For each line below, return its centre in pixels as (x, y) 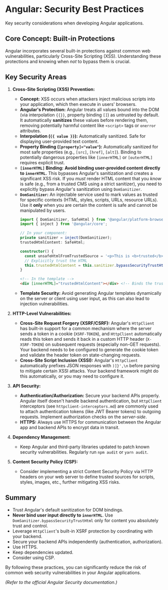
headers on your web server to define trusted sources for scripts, (87, 477)
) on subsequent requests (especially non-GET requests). (101, 344)
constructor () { (37, 251)
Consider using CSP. (33, 558)
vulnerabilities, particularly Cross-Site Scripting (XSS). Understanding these (83, 56)
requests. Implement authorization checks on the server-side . (83, 417)
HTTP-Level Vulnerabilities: (42, 314)
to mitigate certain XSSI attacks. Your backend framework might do (89, 371)
